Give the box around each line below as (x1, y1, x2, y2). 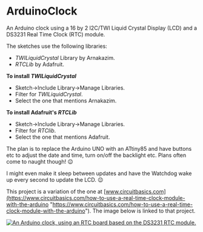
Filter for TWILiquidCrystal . (15, 90, 83, 98)
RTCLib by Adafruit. (15, 61, 65, 68)
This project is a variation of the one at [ (6, 188, 106, 195)
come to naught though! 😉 (6, 157, 74, 165)
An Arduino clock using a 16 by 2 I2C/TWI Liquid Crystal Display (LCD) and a (6, 24, 198, 31)
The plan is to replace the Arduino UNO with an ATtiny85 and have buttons (6, 145, 192, 152)
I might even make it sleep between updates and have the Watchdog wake (6, 170, 192, 177)
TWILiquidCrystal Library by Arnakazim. (15, 54, 115, 61)
